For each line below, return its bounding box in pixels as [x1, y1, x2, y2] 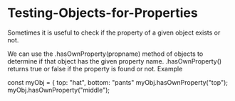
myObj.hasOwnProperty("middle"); [7, 85, 110, 94]
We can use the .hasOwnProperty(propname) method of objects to [7, 49, 204, 58]
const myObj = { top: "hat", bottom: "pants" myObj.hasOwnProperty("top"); [7, 78, 229, 86]
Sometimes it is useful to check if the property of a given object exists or [7, 28, 221, 37]
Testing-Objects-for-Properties [7, 5, 198, 21]
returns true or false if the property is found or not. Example [7, 64, 183, 73]
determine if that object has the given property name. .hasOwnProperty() [7, 57, 222, 65]
